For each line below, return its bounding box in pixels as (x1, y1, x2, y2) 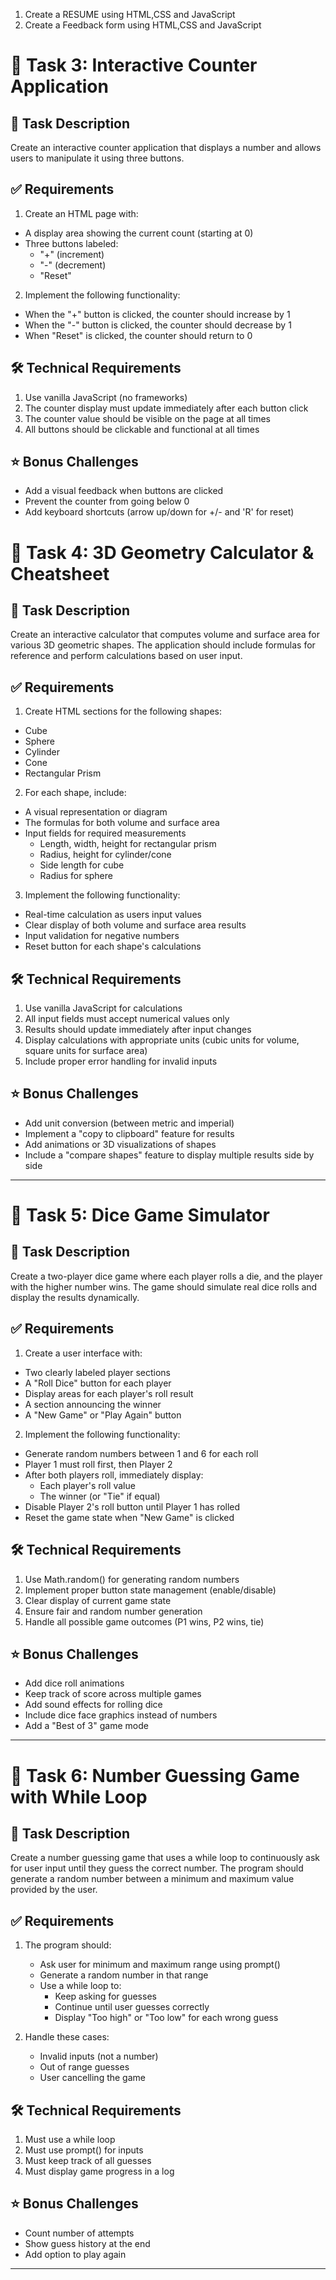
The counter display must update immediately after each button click (24, 402, 309, 414)
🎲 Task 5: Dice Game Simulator (10, 1204, 270, 1227)
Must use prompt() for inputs (24, 2144, 144, 2156)
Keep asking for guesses (54, 1990, 157, 2003)
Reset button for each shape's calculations (24, 940, 202, 953)
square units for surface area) (24, 1045, 148, 1057)
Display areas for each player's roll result (24, 1387, 194, 1399)
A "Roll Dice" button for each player (24, 1377, 172, 1389)
